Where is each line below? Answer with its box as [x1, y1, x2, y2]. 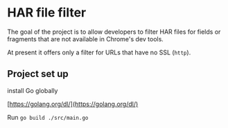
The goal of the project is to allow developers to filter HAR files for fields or [7, 28, 221, 36]
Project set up [7, 68, 69, 80]
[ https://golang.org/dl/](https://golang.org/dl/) [7, 100, 139, 108]
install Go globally [7, 86, 58, 94]
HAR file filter [7, 5, 87, 21]
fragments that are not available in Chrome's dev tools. [7, 34, 164, 43]
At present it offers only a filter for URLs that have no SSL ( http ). [7, 48, 191, 56]
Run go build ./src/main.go [7, 113, 89, 121]
